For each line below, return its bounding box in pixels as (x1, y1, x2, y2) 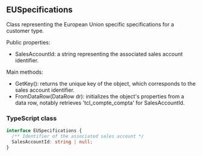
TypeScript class (6, 114, 57, 122)
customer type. (6, 27, 44, 34)
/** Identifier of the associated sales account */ (11, 133, 145, 139)
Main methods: (6, 68, 43, 76)
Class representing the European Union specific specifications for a (6, 20, 174, 28)
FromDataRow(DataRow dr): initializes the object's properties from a (14, 92, 185, 100)
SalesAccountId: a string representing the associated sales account (14, 50, 183, 58)
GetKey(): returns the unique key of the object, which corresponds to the (14, 80, 196, 87)
